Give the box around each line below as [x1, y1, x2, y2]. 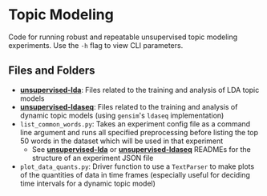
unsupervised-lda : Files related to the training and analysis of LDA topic [19, 85, 260, 94]
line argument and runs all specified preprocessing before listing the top [19, 127, 259, 137]
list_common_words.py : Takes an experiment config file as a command [19, 118, 251, 129]
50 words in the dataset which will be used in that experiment [19, 136, 224, 146]
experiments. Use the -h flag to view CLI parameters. [8, 40, 184, 50]
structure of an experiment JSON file [31, 153, 154, 162]
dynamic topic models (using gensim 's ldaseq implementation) [19, 110, 225, 120]
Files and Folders [8, 64, 95, 78]
